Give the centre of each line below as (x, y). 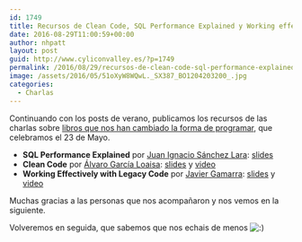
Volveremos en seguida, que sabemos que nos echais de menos (129, 227)
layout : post (34, 51)
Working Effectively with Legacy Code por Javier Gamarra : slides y (149, 173)
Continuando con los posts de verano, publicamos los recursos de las (138, 118)
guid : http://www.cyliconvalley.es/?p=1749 (92, 59)
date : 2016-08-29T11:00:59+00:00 (72, 34)
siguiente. (28, 210)
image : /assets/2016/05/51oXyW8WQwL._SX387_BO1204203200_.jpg (128, 76)
